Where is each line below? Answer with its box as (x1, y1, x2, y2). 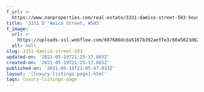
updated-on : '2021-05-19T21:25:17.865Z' (6, 54, 110, 60)
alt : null (12, 43, 36, 49)
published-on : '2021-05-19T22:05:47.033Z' (6, 65, 115, 71)
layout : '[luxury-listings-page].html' (6, 71, 107, 77)
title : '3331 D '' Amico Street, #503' (6, 20, 102, 26)
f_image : (6, 25, 29, 32)
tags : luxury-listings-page (6, 76, 78, 82)
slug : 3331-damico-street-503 (6, 48, 83, 54)
